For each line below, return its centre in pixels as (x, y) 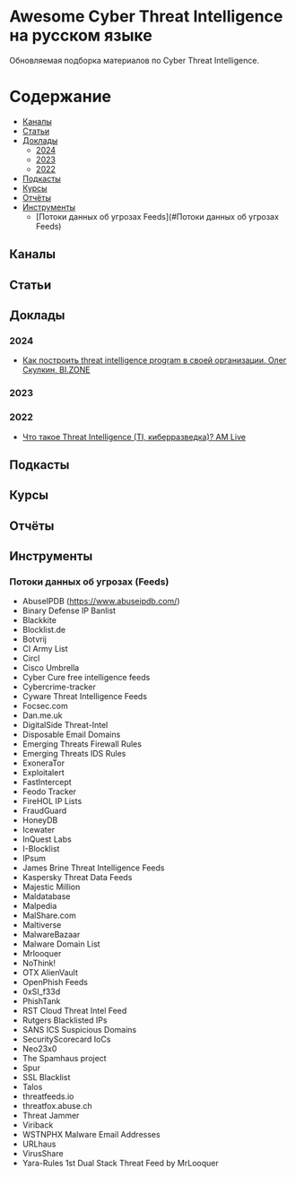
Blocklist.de (44, 630)
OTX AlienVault (50, 973)
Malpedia (39, 906)
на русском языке (81, 35)
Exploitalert (43, 773)
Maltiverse (42, 925)
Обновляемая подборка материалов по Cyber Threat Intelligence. (135, 60)
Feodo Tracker (49, 792)
